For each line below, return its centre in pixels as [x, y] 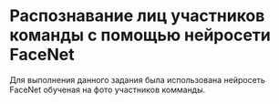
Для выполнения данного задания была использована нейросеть [138, 79]
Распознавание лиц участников [137, 16]
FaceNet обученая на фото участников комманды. [108, 89]
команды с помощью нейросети [140, 35]
